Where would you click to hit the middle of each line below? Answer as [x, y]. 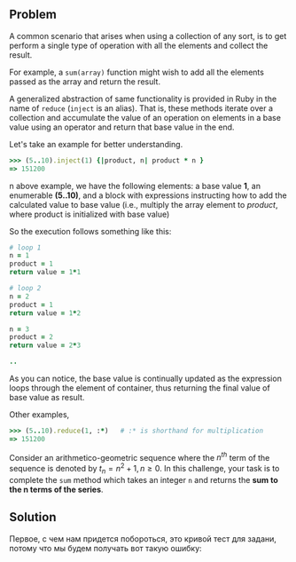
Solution [33, 517]
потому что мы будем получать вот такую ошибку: [105, 548]
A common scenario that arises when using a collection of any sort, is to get [148, 36]
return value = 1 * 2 [45, 313]
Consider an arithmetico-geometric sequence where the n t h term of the [140, 456]
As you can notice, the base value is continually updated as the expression [145, 379]
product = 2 [31, 337]
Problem [33, 15]
